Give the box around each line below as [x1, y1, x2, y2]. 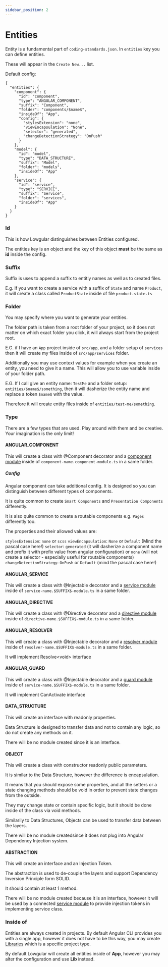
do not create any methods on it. [5, 729, 73, 735]
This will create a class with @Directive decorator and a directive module [5, 610, 157, 616]
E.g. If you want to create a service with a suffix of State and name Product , [5, 285, 162, 291]
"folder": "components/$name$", [18, 107, 87, 112]
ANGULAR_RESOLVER [5, 627, 53, 633]
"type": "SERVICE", [18, 186, 60, 192]
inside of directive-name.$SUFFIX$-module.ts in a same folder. [5, 616, 135, 622]
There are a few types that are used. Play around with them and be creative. [5, 425, 163, 431]
